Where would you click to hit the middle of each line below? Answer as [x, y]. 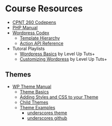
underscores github [47, 118]
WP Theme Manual [32, 86]
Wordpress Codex [31, 33]
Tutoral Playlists [28, 48]
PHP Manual [25, 27]
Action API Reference [41, 43]
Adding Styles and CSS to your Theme [59, 97]
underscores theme [47, 113]
